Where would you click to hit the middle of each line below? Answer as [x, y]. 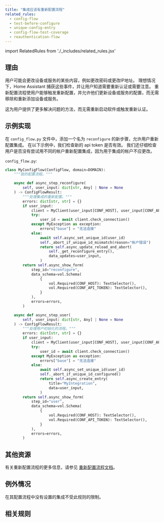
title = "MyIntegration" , [73, 383]
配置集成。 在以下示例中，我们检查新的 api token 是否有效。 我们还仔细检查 [81, 145]
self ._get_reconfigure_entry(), [82, 251]
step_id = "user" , [48, 402]
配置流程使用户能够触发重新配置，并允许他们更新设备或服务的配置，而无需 [84, 92]
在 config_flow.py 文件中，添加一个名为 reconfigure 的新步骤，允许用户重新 [82, 139]
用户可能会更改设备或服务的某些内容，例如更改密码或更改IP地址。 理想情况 [80, 80]
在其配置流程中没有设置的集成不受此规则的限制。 [54, 497]
